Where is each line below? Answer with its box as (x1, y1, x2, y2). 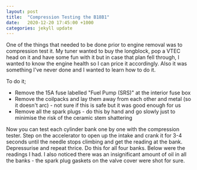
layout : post (6, 8, 38, 15)
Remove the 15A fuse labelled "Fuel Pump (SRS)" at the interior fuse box (14, 89, 191, 96)
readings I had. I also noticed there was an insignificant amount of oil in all (6, 151, 187, 158)
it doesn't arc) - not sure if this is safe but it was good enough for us (14, 102, 182, 109)
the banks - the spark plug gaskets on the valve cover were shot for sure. (6, 157, 185, 164)
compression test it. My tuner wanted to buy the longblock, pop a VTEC (6, 48, 181, 55)
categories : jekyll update (6, 25, 73, 31)
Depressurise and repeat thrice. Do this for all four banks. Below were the (6, 145, 185, 152)
